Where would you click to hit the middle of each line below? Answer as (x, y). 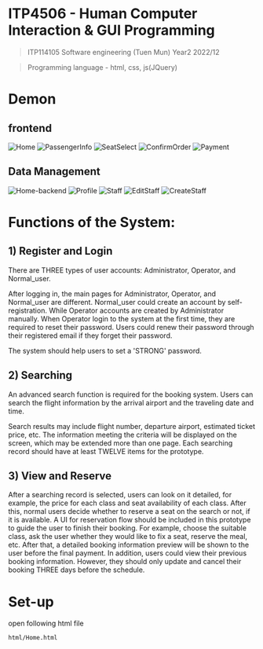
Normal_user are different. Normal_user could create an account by (117, 302)
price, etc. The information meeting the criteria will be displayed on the (122, 434)
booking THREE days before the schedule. (77, 570)
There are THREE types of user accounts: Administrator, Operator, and (122, 270)
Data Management (54, 172)
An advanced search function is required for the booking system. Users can (131, 394)
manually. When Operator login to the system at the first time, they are (122, 318)
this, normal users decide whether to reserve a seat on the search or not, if (129, 511)
